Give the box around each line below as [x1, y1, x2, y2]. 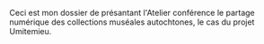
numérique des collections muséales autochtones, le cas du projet [9, 17, 255, 27]
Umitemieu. [9, 26, 52, 36]
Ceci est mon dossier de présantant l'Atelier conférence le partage [9, 8, 256, 18]
